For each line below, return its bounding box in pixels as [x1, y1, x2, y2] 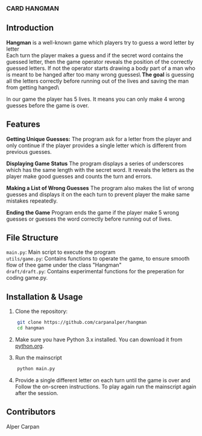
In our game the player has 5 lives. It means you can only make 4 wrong [6, 95, 185, 103]
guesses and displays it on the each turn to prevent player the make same [6, 191, 190, 198]
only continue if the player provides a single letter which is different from [6, 142, 187, 149]
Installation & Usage [6, 291, 83, 302]
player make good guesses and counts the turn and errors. [6, 172, 153, 180]
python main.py [17, 365, 55, 371]
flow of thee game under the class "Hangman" [6, 261, 122, 269]
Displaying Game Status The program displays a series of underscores [6, 160, 184, 167]
